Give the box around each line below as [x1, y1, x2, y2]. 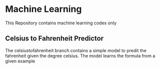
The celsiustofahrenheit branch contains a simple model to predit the [5, 47, 147, 53]
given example [5, 58, 35, 64]
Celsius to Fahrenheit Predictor [5, 34, 104, 43]
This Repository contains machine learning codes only [5, 20, 117, 26]
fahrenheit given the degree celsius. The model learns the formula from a [5, 53, 156, 59]
